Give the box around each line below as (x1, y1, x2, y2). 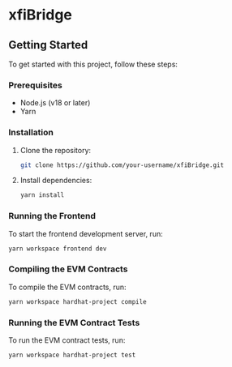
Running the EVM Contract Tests (8, 317, 140, 328)
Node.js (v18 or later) (19, 98, 91, 108)
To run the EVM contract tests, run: (8, 335, 126, 345)
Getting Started (8, 38, 88, 52)
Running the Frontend (8, 211, 96, 222)
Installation (8, 127, 54, 139)
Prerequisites (8, 79, 62, 91)
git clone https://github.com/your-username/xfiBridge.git (19, 160, 225, 169)
